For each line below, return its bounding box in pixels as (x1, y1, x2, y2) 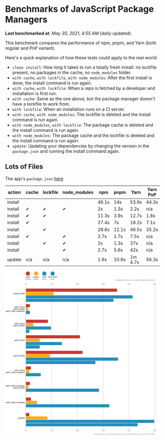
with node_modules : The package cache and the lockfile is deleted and (12, 132, 155, 138)
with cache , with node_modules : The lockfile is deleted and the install (12, 111, 151, 117)
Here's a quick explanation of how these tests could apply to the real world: (5, 54, 158, 60)
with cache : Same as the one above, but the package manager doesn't (12, 95, 156, 102)
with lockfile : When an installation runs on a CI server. (12, 106, 125, 112)
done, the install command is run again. (12, 80, 92, 86)
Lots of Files (5, 162, 43, 171)
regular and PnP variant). (5, 45, 55, 51)
